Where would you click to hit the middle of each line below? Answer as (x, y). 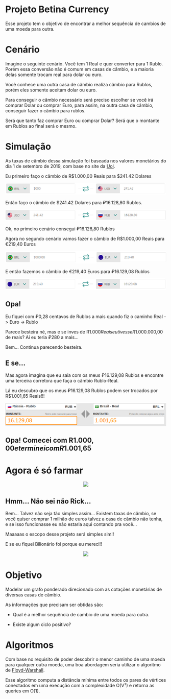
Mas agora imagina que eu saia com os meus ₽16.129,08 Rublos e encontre (84, 375)
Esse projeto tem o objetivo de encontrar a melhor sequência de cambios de (86, 23)
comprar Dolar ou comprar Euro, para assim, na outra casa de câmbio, (79, 105)
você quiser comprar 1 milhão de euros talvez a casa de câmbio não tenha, (84, 519)
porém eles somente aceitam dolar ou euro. (51, 90)
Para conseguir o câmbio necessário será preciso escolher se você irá (79, 100)
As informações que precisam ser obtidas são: (54, 605)
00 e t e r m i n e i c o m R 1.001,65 (48, 449)
